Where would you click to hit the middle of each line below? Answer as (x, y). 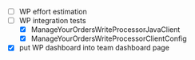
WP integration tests (52, 21)
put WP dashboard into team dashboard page (94, 48)
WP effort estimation (53, 12)
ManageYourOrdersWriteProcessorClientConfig (109, 38)
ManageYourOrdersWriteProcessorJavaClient (105, 30)
